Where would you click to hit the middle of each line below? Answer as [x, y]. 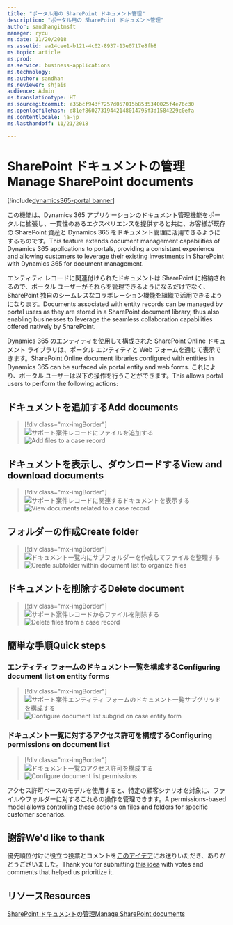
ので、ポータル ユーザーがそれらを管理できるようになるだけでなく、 [111, 287]
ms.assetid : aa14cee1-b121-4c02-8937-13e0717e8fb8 [82, 46]
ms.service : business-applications [59, 65]
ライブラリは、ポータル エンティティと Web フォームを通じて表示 [121, 350]
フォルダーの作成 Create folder [73, 532]
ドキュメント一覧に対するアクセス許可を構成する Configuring [110, 736]
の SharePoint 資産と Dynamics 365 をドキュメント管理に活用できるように [114, 232]
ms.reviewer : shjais [37, 85]
